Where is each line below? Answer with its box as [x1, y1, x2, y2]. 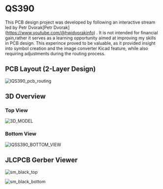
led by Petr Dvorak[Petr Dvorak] [5, 24, 70, 30]
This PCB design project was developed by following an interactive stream [5, 19, 156, 25]
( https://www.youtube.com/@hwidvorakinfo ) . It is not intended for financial [5, 30, 158, 35]
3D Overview [5, 92, 46, 101]
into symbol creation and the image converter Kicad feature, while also [5, 45, 148, 51]
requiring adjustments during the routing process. [5, 50, 106, 57]
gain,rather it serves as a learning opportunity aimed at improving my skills [5, 35, 156, 41]
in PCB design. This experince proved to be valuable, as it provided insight [5, 40, 156, 46]
